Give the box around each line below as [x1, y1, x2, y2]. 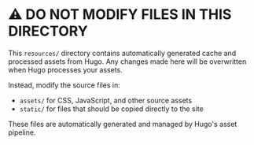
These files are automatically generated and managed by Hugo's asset [8, 119, 237, 128]
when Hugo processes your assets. [8, 65, 123, 74]
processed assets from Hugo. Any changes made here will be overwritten [8, 57, 247, 66]
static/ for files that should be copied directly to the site [19, 104, 204, 113]
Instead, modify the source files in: [8, 80, 120, 90]
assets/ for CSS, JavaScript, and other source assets [19, 95, 193, 105]
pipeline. [8, 128, 36, 137]
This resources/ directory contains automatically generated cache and [8, 48, 237, 58]
